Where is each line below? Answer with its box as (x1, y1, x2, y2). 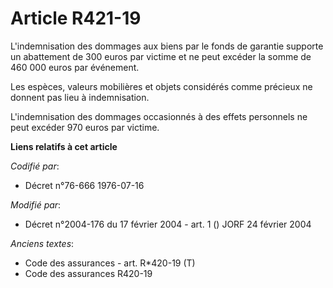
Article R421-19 (10, 7, 142, 30)
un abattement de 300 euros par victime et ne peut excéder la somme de (10, 50, 312, 62)
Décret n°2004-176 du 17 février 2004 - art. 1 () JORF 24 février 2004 (24, 218, 312, 230)
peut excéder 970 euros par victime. (10, 121, 160, 133)
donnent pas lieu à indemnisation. (10, 91, 150, 103)
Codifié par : (10, 160, 60, 172)
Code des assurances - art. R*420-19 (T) (24, 257, 196, 269)
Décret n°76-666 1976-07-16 (24, 179, 145, 191)
